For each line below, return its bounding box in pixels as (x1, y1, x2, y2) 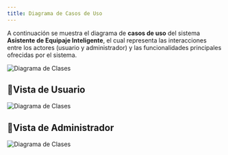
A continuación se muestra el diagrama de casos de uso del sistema (7, 29, 201, 37)
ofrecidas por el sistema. (7, 51, 77, 59)
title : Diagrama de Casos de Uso (7, 10, 103, 17)
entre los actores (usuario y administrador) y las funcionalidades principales (7, 43, 222, 51)
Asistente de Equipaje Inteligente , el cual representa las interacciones (7, 36, 207, 45)
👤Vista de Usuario (7, 84, 86, 96)
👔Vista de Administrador (7, 121, 114, 134)
